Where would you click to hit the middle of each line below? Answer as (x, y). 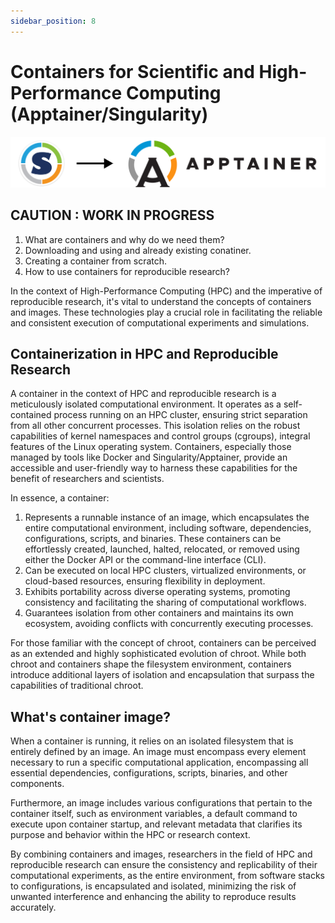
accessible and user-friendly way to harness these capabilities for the (154, 468)
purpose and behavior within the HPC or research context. (130, 835)
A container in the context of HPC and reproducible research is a (143, 394)
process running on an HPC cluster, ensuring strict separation (180, 415)
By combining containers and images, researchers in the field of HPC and (161, 854)
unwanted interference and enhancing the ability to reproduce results (153, 897)
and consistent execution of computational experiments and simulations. (160, 322)
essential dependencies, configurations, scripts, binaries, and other (149, 773)
